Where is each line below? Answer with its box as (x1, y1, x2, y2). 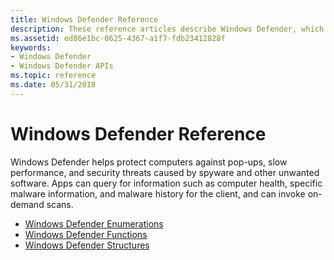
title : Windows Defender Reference (10, 14, 159, 25)
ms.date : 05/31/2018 (10, 80, 97, 90)
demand (10, 198, 45, 210)
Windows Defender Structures (24, 239, 150, 251)
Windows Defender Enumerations (24, 217, 164, 230)
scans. (46, 198, 74, 210)
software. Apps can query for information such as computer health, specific (10, 177, 323, 189)
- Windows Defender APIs (10, 61, 114, 71)
